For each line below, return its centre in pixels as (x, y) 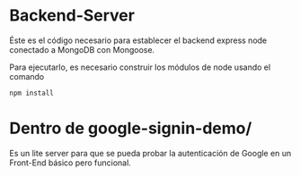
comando (27, 76)
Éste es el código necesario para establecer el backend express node (138, 40)
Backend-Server (72, 16)
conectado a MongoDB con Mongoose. (82, 49)
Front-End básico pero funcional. (71, 163)
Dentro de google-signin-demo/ (131, 128)
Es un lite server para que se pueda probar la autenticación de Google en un (150, 153)
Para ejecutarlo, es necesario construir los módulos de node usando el (140, 67)
